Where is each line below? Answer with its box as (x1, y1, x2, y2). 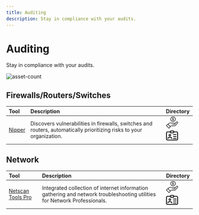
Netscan (8, 187, 30, 195)
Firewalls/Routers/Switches (6, 90, 111, 100)
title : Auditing (6, 9, 46, 15)
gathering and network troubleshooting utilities (41, 190, 156, 198)
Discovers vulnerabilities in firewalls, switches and (30, 120, 153, 127)
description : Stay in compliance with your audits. (6, 15, 136, 22)
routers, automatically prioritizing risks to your (30, 126, 142, 133)
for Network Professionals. (41, 197, 107, 204)
